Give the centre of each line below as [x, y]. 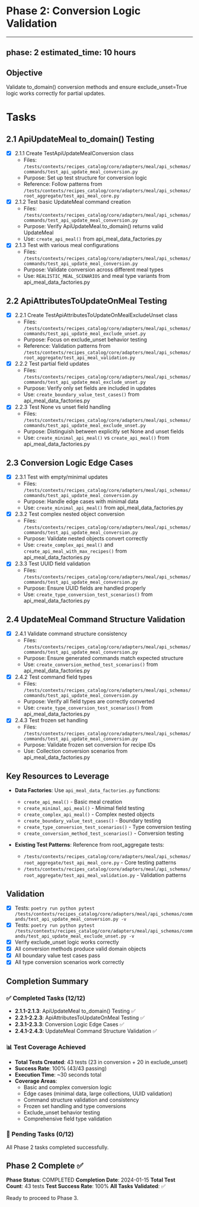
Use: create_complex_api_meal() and [68, 545]
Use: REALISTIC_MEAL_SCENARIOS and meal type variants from [97, 276]
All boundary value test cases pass [57, 956]
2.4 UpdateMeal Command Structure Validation [96, 619]
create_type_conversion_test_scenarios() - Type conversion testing [107, 827]
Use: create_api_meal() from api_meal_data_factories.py [93, 239]
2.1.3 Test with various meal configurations [67, 245]
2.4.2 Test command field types [54, 677]
